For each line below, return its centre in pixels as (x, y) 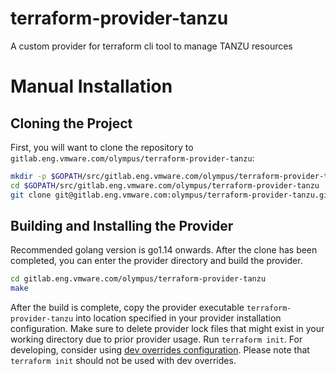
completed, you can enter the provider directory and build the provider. (156, 261)
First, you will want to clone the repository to (102, 147)
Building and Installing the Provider (122, 225)
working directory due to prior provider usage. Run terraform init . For (156, 339)
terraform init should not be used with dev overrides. (123, 361)
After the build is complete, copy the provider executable (127, 308)
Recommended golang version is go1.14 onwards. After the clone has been (164, 250)
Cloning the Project (71, 123)
